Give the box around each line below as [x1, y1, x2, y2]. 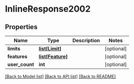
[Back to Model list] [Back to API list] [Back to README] [5, 74, 116, 79]
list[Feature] [38, 53, 68, 60]
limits [7, 45, 21, 52]
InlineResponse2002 [5, 3, 91, 15]
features [7, 53, 28, 60]
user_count [7, 61, 34, 67]
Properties [5, 23, 38, 31]
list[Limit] [38, 45, 61, 52]
